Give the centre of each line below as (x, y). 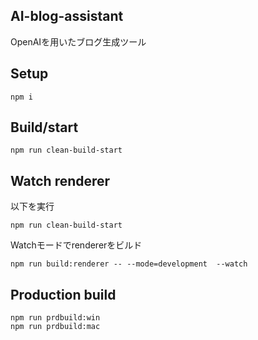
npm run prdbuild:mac (55, 327)
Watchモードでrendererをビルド (76, 245)
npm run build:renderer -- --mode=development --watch (129, 264)
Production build (63, 294)
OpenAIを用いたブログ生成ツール (78, 41)
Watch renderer (60, 180)
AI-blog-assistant (67, 16)
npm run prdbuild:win (55, 318)
